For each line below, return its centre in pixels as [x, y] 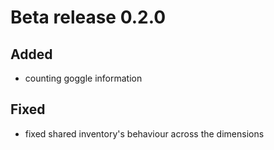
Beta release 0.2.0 [88, 17]
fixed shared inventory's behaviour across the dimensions [144, 133]
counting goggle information [83, 78]
